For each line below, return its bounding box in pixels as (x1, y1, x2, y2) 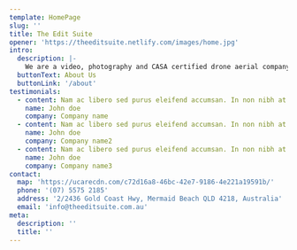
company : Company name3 (25, 161, 113, 170)
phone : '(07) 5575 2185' (17, 186, 109, 195)
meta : (9, 210, 29, 220)
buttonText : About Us (17, 71, 97, 80)
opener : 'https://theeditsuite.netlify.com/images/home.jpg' (9, 37, 240, 47)
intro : (9, 46, 34, 55)
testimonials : (9, 87, 62, 96)
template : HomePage (9, 12, 81, 22)
